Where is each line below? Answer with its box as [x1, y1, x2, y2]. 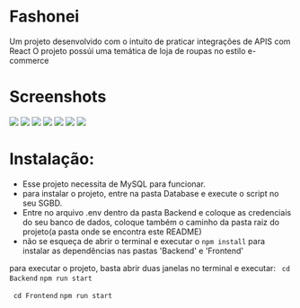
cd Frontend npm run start [13, 291, 112, 300]
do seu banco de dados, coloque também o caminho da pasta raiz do [22, 216, 280, 227]
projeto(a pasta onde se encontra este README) [22, 226, 202, 237]
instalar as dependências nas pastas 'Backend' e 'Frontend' [22, 245, 244, 256]
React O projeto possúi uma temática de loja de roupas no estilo [9, 45, 246, 56]
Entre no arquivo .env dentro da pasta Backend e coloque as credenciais [22, 207, 292, 217]
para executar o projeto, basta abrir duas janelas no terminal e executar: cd [9, 262, 290, 273]
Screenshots [9, 87, 107, 107]
